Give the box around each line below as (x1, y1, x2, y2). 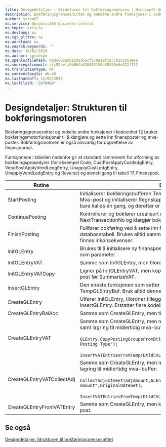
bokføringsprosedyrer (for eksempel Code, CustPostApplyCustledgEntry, (5, 159, 154, 165)
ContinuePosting (7, 213, 46, 220)
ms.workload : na (5, 40, 39, 44)
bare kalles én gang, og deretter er (80, 202, 160, 209)
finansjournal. (5, 144, 33, 151)
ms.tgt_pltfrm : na (5, 35, 43, 40)
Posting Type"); (80, 341, 118, 347)
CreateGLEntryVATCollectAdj (7, 376, 75, 383)
